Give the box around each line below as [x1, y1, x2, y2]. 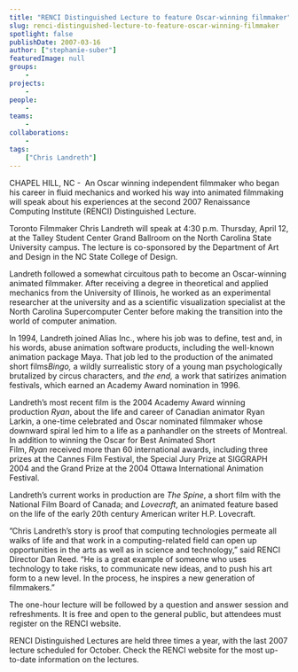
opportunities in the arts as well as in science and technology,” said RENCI [9, 544, 281, 555]
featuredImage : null [9, 54, 86, 63]
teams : [9, 112, 34, 121]
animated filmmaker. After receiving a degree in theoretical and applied [9, 277, 269, 288]
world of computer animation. [9, 316, 118, 326]
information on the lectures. [38, 653, 139, 665]
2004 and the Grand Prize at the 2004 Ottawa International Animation [9, 463, 264, 473]
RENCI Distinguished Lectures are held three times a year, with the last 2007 [9, 635, 288, 645]
